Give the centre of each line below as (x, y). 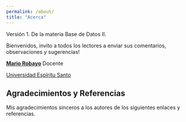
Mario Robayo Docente (35, 63)
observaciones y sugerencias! (43, 52)
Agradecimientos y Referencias (66, 93)
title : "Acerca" (26, 17)
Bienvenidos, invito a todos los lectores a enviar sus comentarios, (86, 46)
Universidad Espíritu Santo (39, 75)
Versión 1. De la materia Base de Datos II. (56, 34)
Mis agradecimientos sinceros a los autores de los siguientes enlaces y (93, 108)
